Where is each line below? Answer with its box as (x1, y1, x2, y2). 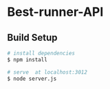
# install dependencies (7, 50, 76, 57)
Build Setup (7, 32, 58, 43)
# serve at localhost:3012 (7, 68, 88, 76)
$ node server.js (7, 75, 57, 82)
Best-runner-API (7, 4, 104, 20)
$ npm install (7, 56, 48, 63)
